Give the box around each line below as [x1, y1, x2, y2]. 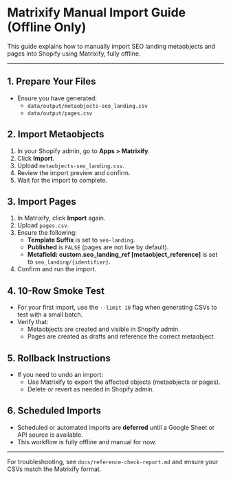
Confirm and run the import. [16, 265, 97, 273]
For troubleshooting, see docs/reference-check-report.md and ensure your [7, 457, 219, 466]
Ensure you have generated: [16, 94, 98, 102]
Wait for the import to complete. [16, 176, 108, 184]
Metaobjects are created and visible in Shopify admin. [27, 325, 180, 334]
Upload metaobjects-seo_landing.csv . [16, 161, 125, 170]
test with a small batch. [16, 310, 83, 319]
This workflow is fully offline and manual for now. [16, 437, 157, 446]
